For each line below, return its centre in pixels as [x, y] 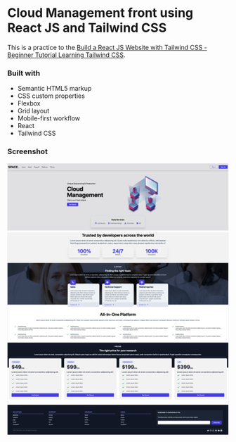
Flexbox [29, 103]
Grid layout [33, 111]
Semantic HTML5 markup [54, 89]
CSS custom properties [51, 96]
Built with [24, 73]
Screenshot [27, 151]
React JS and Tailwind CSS [87, 28]
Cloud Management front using [100, 13]
